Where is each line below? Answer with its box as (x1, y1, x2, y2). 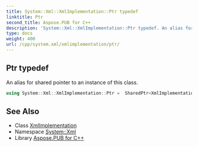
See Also (6, 106, 39, 116)
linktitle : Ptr (6, 14, 44, 20)
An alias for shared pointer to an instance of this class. (6, 79, 138, 86)
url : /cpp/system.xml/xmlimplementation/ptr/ (6, 42, 120, 48)
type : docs (6, 31, 33, 36)
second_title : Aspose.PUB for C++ (6, 19, 91, 25)
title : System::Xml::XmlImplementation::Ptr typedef (6, 8, 138, 15)
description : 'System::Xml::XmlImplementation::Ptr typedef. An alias (6, 25, 183, 31)
